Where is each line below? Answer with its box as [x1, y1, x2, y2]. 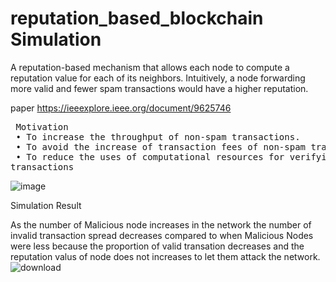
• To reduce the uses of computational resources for [15, 151, 285, 162]
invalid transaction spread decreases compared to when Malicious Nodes [10, 229, 314, 241]
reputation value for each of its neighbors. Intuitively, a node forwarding [10, 72, 306, 84]
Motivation [15, 121, 69, 132]
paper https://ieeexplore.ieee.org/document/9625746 [10, 102, 232, 114]
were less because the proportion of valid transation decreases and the [10, 240, 305, 252]
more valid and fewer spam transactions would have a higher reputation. [10, 82, 309, 94]
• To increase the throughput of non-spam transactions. [15, 131, 301, 142]
